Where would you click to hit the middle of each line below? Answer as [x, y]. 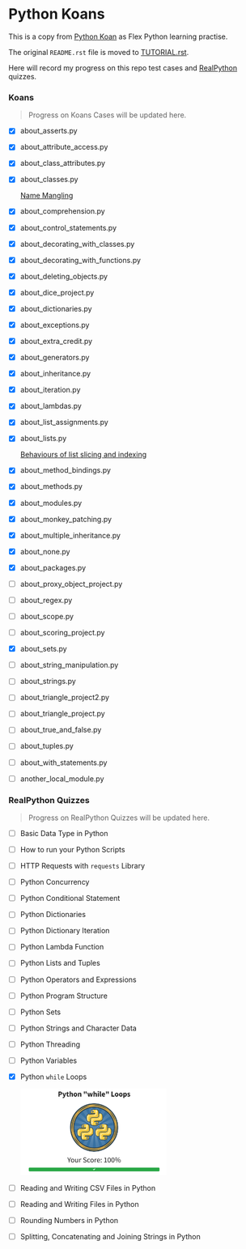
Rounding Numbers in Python [69, 1220]
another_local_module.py [62, 779]
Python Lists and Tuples [60, 963]
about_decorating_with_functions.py [81, 260]
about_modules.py [51, 503]
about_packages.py [53, 567]
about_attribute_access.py [64, 147]
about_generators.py [55, 358]
